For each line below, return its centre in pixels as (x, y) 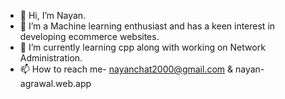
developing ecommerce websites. (89, 36)
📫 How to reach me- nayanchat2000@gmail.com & (126, 69)
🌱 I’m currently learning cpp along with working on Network (142, 47)
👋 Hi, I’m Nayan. (53, 15)
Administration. (51, 58)
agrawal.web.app (55, 83)
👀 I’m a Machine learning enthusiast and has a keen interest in (147, 26)
